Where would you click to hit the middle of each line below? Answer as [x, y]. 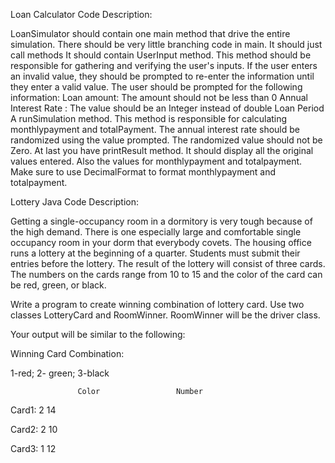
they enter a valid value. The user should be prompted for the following [156, 87]
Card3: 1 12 [33, 448]
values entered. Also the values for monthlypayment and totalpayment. [156, 161]
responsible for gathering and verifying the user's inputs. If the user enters [164, 65]
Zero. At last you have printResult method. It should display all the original [162, 150]
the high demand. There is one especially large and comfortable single [156, 232]
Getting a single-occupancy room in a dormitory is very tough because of [161, 221]
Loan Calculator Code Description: [81, 14]
